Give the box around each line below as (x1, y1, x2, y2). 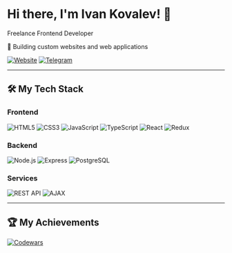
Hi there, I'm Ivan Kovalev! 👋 (7, 6, 172, 22)
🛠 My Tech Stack (7, 83, 84, 95)
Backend (7, 140, 38, 150)
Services (7, 173, 38, 182)
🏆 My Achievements (7, 216, 99, 228)
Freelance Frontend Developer (7, 29, 94, 37)
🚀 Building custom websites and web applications (7, 42, 148, 50)
